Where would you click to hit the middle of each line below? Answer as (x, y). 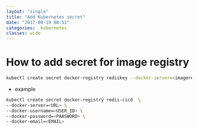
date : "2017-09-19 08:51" (38, 22)
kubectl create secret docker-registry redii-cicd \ (74, 100)
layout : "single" (27, 11)
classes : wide (24, 33)
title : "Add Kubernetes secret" (46, 17)
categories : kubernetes (37, 28)
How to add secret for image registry (98, 62)
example (25, 89)
